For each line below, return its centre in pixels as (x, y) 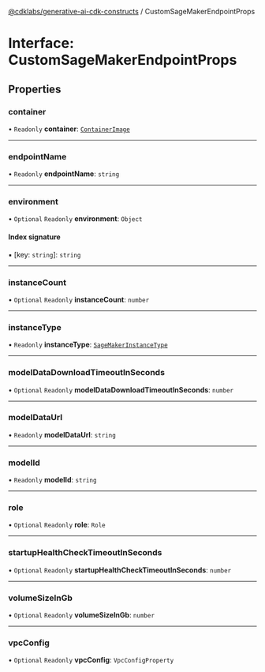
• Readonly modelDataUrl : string (62, 434)
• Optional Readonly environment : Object (75, 219)
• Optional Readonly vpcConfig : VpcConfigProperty (91, 660)
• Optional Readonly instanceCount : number (79, 299)
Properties (35, 89)
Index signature (34, 237)
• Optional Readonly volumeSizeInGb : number (82, 615)
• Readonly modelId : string (52, 480)
